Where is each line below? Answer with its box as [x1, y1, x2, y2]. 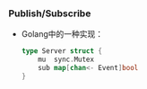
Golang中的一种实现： [21, 29, 104, 40]
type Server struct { [21, 47, 103, 56]
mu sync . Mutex [38, 55, 95, 65]
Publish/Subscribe [8, 7, 91, 20]
